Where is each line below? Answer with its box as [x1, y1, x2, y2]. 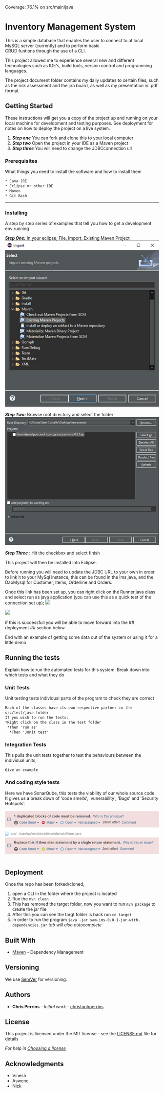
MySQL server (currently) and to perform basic [5, 43, 100, 49]
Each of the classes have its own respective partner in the [5, 705, 132, 710]
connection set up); [5, 600, 44, 606]
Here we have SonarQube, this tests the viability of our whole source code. [5, 790, 156, 796]
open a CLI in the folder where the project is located [12, 891, 117, 896]
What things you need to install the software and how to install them [5, 169, 142, 174]
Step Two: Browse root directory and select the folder [5, 412, 114, 418]
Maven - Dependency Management [12, 949, 84, 955]
